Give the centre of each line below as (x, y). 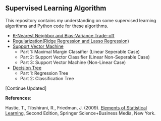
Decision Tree (27, 68)
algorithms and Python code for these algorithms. (57, 26)
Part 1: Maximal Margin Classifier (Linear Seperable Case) (80, 51)
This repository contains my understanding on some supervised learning (81, 20)
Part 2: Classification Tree (47, 78)
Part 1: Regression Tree (44, 73)
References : (18, 98)
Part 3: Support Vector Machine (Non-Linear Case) (73, 62)
